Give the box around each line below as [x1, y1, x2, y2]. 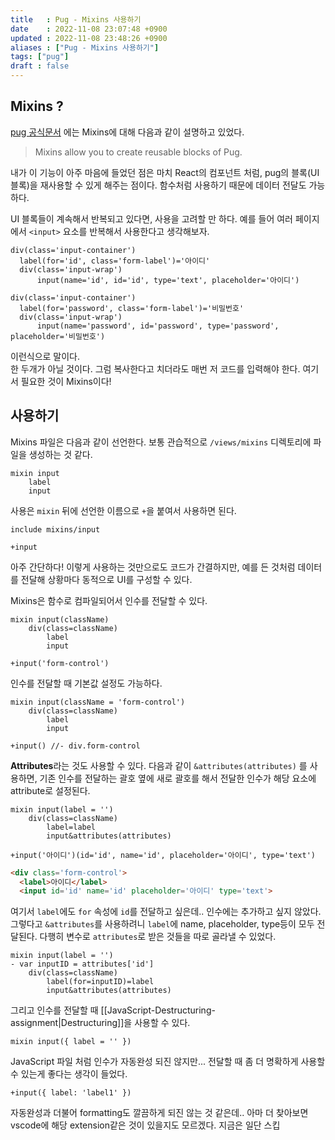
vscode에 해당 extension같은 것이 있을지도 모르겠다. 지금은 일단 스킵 [10, 1119, 281, 1131]
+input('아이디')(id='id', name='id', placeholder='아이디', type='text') [10, 850, 317, 860]
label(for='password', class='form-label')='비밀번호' [19, 303, 245, 313]
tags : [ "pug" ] [10, 52, 70, 62]
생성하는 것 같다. [28, 448, 93, 460]
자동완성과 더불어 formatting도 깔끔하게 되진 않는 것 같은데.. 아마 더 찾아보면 [10, 1107, 309, 1119]
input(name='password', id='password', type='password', [36, 321, 280, 331]
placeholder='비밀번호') [10, 331, 106, 341]
